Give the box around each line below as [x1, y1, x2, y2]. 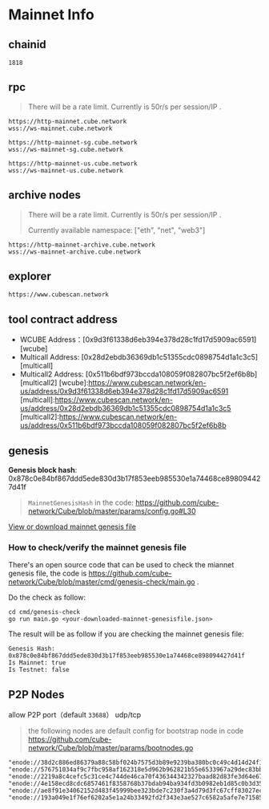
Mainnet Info [8, 6, 94, 24]
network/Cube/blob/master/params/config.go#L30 [27, 506, 196, 516]
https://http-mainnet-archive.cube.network [8, 241, 156, 249]
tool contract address [8, 312, 118, 326]
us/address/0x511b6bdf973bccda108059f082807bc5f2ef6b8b [19, 421, 227, 430]
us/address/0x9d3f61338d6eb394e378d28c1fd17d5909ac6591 [19, 387, 229, 396]
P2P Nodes [8, 688, 65, 701]
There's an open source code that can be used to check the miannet [8, 560, 235, 570]
